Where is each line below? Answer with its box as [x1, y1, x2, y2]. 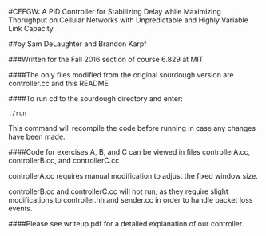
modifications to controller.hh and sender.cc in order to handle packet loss [8, 195, 253, 204]
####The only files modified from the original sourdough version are [8, 70, 234, 79]
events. [8, 203, 33, 213]
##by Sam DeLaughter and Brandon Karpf [8, 39, 147, 49]
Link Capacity [8, 24, 54, 33]
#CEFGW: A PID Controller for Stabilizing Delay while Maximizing [8, 7, 222, 16]
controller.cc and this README [8, 79, 109, 88]
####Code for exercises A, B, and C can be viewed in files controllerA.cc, [8, 147, 251, 156]
